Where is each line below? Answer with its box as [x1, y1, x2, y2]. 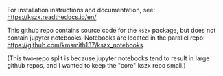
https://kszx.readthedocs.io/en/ [7, 13, 97, 21]
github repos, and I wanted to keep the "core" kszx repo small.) [7, 62, 187, 69]
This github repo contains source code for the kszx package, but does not [7, 27, 216, 34]
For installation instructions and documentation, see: [7, 6, 156, 14]
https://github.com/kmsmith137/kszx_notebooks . [7, 41, 145, 49]
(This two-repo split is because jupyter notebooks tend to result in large [7, 54, 210, 62]
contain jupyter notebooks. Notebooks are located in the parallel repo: [7, 34, 205, 42]
